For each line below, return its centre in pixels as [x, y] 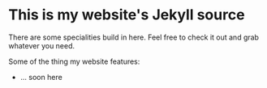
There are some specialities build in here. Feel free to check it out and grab [134, 37]
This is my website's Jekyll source [127, 15]
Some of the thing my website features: [74, 61]
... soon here [41, 77]
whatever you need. [42, 45]
